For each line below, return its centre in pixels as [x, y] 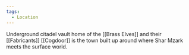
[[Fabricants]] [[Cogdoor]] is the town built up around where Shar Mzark [95, 40]
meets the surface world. [37, 46]
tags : [13, 12]
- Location [25, 17]
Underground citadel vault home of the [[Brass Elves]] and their [84, 34]
